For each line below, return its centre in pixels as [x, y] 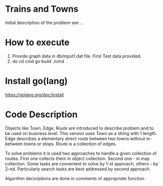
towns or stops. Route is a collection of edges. [70, 144]
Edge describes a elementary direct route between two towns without [75, 138]
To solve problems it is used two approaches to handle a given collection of [81, 153]
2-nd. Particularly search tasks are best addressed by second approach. [78, 169]
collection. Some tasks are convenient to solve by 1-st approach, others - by [82, 163]
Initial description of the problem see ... [44, 23]
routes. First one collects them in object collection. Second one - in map [77, 159]
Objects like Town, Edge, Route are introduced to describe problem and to [79, 128]
